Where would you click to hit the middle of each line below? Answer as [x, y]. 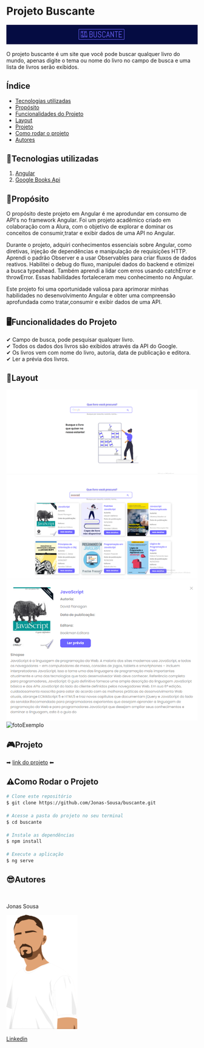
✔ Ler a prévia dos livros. [38, 359]
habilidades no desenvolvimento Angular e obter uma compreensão [91, 296]
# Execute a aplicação [35, 854]
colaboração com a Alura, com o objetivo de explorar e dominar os [90, 227]
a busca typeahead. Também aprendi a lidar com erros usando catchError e [101, 271]
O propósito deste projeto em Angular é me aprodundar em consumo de [97, 214]
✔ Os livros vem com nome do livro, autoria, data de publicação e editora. [99, 352]
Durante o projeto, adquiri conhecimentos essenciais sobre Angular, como [99, 245]
